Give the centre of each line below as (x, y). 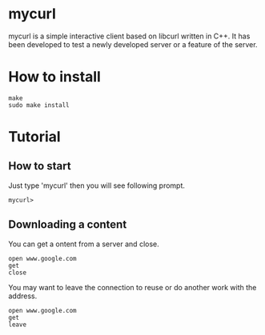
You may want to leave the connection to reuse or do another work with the (132, 287)
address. (23, 296)
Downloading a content (68, 225)
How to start (40, 166)
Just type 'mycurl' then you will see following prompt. (97, 185)
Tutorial (35, 137)
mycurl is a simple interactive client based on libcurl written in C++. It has (129, 36)
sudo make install (39, 105)
